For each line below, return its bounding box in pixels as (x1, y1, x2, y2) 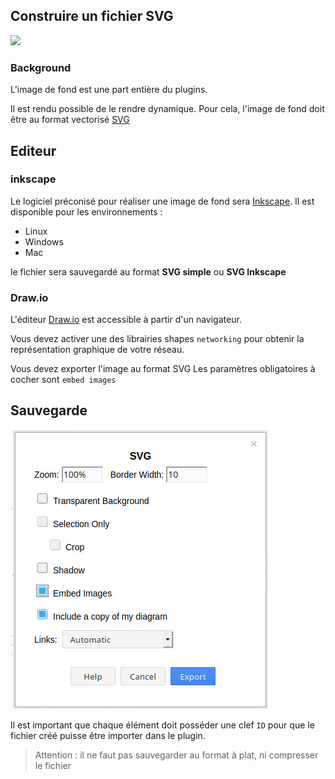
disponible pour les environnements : (10, 205, 163, 218)
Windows (24, 235, 64, 248)
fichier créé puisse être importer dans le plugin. (10, 729, 206, 741)
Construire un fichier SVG (10, 8, 174, 25)
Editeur (10, 142, 57, 159)
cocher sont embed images (10, 374, 117, 386)
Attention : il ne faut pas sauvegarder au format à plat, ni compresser (34, 749, 319, 761)
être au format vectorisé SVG (10, 114, 130, 126)
